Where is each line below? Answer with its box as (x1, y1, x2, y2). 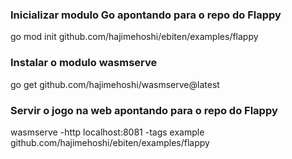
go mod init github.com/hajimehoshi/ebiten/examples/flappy (10, 31, 259, 43)
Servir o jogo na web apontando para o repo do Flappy (10, 103, 278, 117)
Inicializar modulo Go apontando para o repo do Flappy (10, 8, 282, 22)
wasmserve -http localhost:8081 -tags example (10, 126, 205, 138)
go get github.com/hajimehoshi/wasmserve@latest (10, 78, 220, 90)
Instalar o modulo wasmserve (10, 56, 158, 70)
